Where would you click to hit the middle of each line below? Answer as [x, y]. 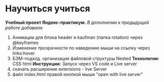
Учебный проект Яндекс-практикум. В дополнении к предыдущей [77, 22]
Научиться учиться [48, 9]
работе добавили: [24, 27]
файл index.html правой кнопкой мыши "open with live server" [78, 74]
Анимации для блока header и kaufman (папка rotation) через [78, 37]
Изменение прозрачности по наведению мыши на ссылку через [81, 48]
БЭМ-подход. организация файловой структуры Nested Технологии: [86, 58]
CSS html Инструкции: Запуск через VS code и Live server [75, 64]
